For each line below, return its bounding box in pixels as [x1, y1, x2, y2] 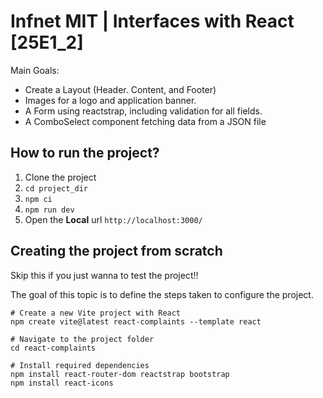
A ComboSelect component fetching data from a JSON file [24, 115, 267, 127]
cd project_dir [24, 183, 89, 194]
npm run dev [24, 205, 75, 215]
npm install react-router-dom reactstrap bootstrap [10, 369, 230, 379]
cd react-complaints [10, 343, 97, 353]
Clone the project [24, 171, 97, 183]
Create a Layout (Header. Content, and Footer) [24, 83, 217, 95]
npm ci [24, 194, 53, 204]
